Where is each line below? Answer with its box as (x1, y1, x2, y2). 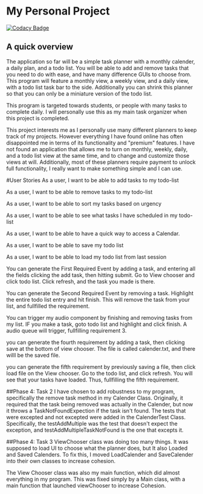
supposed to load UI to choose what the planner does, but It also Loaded (6, 444, 188, 452)
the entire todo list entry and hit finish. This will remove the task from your (6, 296, 190, 303)
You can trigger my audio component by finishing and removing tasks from (6, 314, 193, 321)
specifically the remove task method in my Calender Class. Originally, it (6, 394, 183, 401)
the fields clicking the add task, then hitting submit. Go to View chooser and (6, 271, 195, 279)
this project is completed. (6, 114, 69, 122)
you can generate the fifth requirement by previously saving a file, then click (6, 363, 196, 370)
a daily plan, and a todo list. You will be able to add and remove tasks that (6, 64, 189, 71)
